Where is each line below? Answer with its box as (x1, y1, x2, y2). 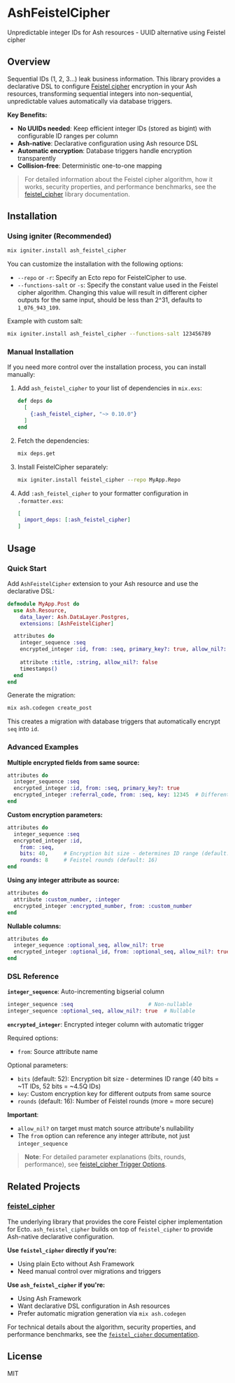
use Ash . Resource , (13, 607, 68, 614)
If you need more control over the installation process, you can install (7, 363, 206, 371)
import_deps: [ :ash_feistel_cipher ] (24, 516, 131, 523)
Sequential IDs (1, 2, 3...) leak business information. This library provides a (7, 74, 221, 83)
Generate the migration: (7, 691, 76, 700)
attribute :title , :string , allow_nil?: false (20, 658, 158, 666)
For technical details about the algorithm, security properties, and (7, 1323, 196, 1331)
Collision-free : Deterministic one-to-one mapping (17, 161, 162, 170)
